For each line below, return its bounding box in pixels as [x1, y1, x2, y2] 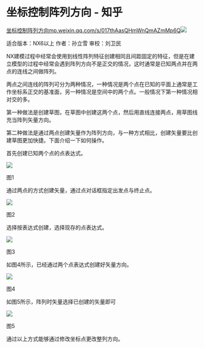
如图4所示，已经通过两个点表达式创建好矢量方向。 [6, 261, 132, 268]
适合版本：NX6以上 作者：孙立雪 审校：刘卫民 [6, 39, 121, 47]
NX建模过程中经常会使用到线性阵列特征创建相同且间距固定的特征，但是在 [6, 52, 190, 59]
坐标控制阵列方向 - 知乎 [6, 5, 123, 19]
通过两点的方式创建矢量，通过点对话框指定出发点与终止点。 [6, 186, 155, 194]
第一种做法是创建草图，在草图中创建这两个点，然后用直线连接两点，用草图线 [6, 109, 198, 116]
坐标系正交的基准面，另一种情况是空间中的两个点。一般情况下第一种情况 [11, 88, 192, 95]
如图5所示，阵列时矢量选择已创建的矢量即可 [6, 298, 117, 305]
